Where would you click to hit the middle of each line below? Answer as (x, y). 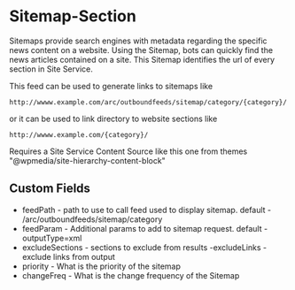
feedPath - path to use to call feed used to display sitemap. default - (147, 210)
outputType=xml (52, 238)
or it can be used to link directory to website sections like (113, 118)
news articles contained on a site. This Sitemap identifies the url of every (142, 59)
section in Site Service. (51, 69)
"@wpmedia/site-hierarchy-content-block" (87, 160)
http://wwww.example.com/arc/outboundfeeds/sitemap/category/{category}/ (148, 102)
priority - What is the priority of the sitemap (101, 266)
